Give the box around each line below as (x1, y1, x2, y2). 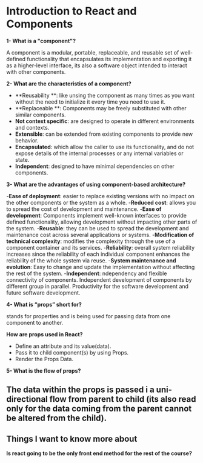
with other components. (6, 68, 66, 75)
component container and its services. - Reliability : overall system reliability (6, 244, 195, 251)
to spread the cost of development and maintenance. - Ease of (6, 205, 162, 213)
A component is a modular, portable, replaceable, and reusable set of (6, 48, 179, 56)
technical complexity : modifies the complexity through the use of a (6, 238, 176, 245)
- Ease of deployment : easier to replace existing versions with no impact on (6, 192, 195, 199)
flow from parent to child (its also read (49, 394, 196, 404)
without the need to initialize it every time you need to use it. (15, 98, 165, 105)
